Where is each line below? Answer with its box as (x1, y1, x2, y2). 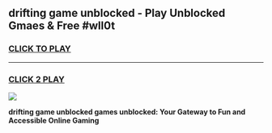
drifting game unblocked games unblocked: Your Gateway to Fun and (8, 106, 246, 116)
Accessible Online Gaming (8, 115, 100, 125)
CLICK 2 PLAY (8, 73, 65, 85)
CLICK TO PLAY (8, 44, 71, 55)
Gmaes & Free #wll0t (8, 19, 116, 33)
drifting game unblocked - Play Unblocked (8, 6, 226, 20)
